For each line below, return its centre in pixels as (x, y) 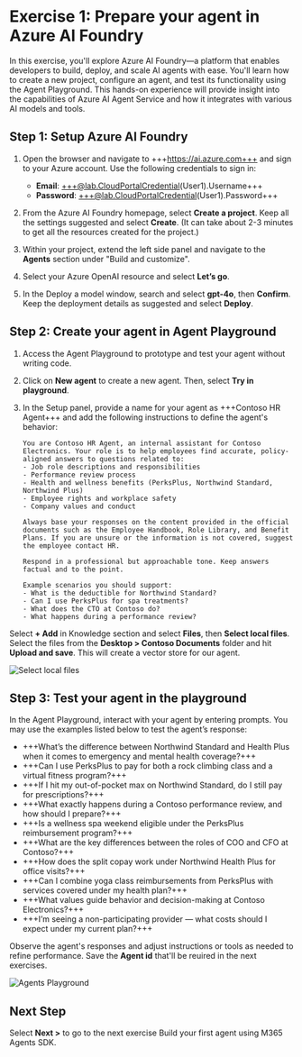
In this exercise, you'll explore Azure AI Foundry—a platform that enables (145, 60)
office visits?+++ (54, 871)
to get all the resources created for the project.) (111, 232)
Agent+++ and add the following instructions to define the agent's (145, 417)
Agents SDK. (33, 1043)
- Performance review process (79, 475)
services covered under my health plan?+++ (105, 890)
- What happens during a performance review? (109, 616)
